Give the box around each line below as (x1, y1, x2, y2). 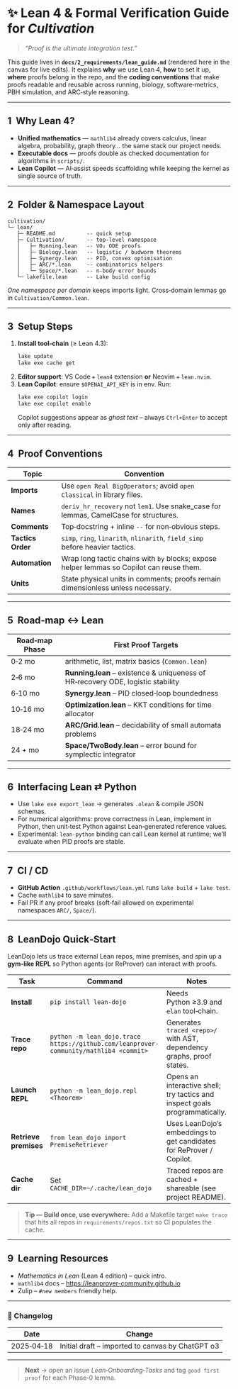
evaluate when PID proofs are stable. (17, 837, 125, 846)
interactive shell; (166, 1080, 221, 1090)
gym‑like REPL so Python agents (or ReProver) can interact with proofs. (7, 959, 217, 968)
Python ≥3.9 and (166, 997, 222, 1007)
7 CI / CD (7, 864, 49, 876)
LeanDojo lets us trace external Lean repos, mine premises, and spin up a (7, 952, 222, 960)
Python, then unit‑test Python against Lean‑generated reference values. (17, 822, 227, 831)
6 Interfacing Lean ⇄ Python (7, 781, 137, 793)
